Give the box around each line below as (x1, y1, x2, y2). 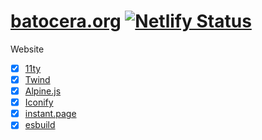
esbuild (24, 119, 56, 131)
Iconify (24, 96, 54, 109)
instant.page (24, 108, 77, 120)
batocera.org (10, 10, 122, 33)
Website (10, 43, 45, 55)
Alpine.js (24, 85, 62, 97)
